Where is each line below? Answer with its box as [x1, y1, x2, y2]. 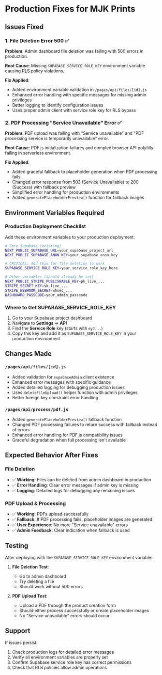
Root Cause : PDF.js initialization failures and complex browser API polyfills [5, 145, 154, 151]
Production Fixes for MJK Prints [5, 3, 135, 15]
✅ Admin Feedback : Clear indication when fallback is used [12, 527, 130, 533]
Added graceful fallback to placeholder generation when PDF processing [12, 169, 158, 175]
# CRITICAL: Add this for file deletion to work [5, 261, 105, 266]
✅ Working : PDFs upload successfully [12, 511, 88, 517]
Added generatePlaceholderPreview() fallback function [12, 416, 122, 422]
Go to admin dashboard [19, 573, 67, 579]
